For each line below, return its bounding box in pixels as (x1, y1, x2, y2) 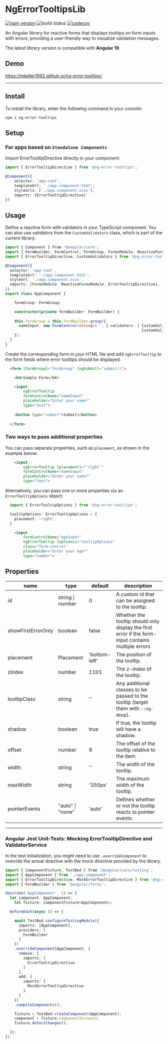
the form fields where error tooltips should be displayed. (5, 356, 121, 362)
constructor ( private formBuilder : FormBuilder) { (14, 309, 120, 314)
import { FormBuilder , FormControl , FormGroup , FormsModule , (5, 249, 135, 254)
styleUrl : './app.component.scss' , (9, 277, 84, 282)
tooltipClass (7, 695, 36, 702)
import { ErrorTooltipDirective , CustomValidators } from (5, 254, 128, 259)
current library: (5, 235, 36, 241)
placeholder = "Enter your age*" (23, 549, 88, 554)
